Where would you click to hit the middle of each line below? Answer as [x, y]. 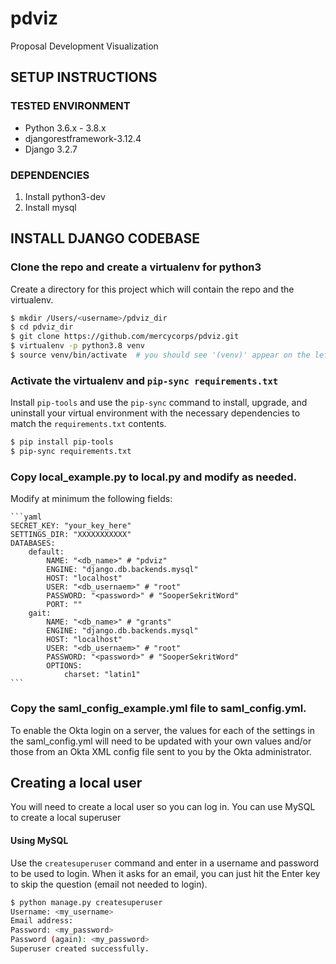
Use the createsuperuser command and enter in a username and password [165, 863]
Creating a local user [76, 783]
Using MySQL [39, 841]
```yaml [26, 517]
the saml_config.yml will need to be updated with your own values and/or [161, 741]
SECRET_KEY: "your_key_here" [71, 526]
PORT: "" [64, 605]
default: [46, 552]
